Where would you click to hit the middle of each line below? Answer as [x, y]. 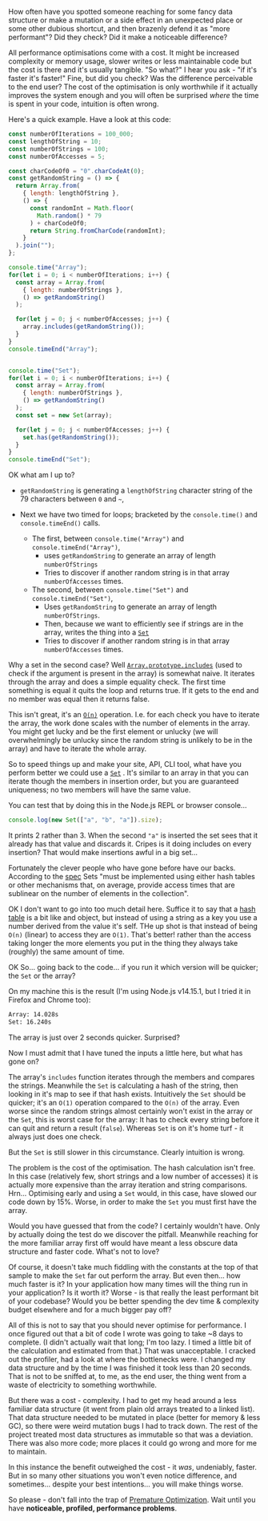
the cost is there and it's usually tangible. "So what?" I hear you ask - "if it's [133, 70]
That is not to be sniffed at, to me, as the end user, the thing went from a [127, 1376]
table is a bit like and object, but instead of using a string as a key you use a [133, 917]
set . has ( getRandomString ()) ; [71, 437]
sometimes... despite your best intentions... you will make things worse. [126, 1484]
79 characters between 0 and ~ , [72, 499]
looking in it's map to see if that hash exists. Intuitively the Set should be [127, 1093]
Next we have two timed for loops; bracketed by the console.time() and [138, 515]
